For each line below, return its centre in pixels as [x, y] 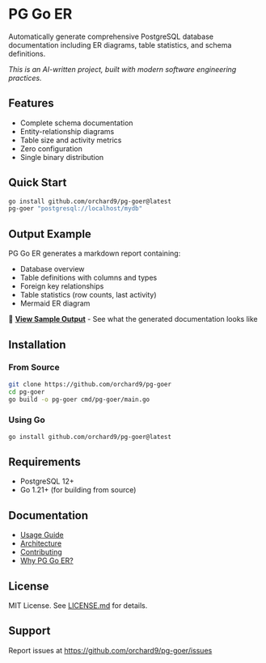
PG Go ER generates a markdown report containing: [95, 253]
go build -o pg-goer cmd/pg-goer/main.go [79, 399]
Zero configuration [51, 148]
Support [30, 631]
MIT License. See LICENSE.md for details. [78, 606]
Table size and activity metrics [71, 140]
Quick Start [38, 183]
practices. [25, 78]
